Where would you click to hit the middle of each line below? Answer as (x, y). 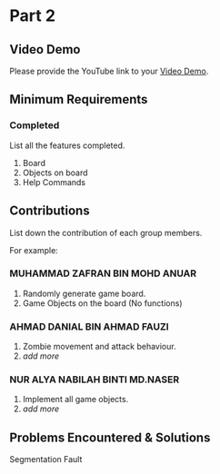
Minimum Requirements (79, 99)
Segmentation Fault (46, 459)
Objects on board (55, 173)
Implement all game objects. (75, 400)
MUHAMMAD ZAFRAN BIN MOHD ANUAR (103, 273)
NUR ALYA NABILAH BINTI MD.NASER (95, 380)
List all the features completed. (67, 145)
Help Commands (54, 182)
